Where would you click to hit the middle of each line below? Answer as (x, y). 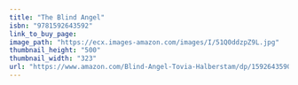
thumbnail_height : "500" (55, 50)
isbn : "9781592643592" (51, 26)
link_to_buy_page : (43, 34)
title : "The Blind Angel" (57, 17)
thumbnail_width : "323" (53, 58)
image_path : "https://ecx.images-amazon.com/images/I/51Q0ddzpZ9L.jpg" (144, 42)
